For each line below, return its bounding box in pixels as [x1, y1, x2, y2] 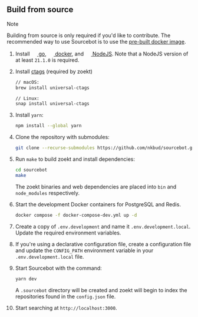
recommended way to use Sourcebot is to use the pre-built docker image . [6, 38, 186, 45]
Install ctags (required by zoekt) [15, 68, 93, 75]
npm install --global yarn [15, 123, 82, 129]
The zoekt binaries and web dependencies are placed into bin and [15, 183, 177, 190]
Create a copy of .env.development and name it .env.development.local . [15, 223, 191, 230]
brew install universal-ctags [15, 85, 90, 91]
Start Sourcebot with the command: [15, 265, 102, 272]
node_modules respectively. [15, 189, 80, 196]
